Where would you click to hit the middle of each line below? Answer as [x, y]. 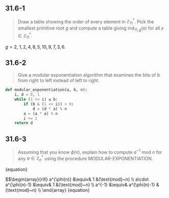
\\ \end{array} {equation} [64, 190]
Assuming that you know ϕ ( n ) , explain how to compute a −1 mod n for [90, 152]
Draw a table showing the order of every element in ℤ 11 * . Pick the [86, 22]
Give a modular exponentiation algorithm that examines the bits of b [89, 75]
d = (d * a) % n [50, 109]
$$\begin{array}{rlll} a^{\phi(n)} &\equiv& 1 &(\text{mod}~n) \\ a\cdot [77, 179]
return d [24, 123]
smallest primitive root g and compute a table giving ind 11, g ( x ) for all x [91, 29]
